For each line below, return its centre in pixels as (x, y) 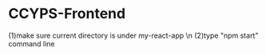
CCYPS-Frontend (67, 14)
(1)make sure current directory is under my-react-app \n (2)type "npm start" (133, 35)
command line (32, 43)
